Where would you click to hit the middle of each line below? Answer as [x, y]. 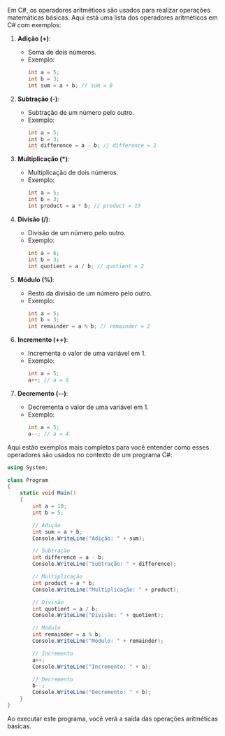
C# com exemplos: [34, 25]
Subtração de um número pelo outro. [81, 112]
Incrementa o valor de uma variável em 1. [87, 354]
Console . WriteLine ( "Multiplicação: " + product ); [106, 590]
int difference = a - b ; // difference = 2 [92, 146]
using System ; [28, 467]
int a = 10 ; [50, 506]
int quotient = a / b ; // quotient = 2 [86, 266]
